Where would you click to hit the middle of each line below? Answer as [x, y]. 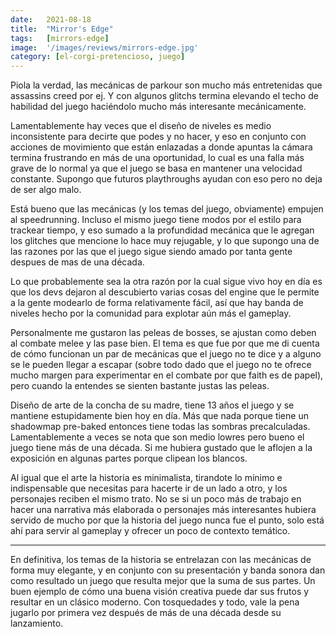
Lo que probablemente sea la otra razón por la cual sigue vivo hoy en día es [166, 282]
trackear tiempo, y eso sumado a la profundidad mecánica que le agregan [162, 230]
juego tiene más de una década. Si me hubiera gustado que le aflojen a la [161, 448]
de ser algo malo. [46, 190]
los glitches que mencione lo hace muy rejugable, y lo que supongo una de [165, 241]
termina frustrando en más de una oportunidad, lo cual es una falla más [157, 158]
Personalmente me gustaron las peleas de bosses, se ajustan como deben [163, 333]
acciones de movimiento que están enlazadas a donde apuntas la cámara [161, 147]
